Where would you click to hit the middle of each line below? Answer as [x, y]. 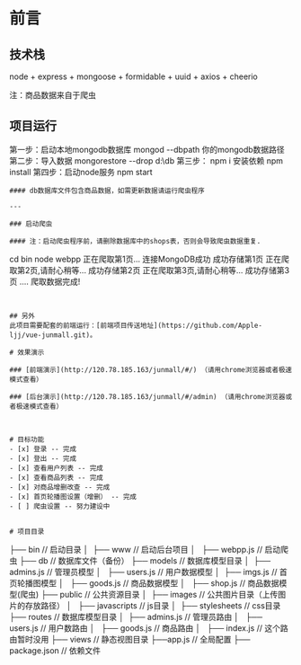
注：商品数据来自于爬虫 [53, 95]
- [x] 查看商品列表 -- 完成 [56, 477]
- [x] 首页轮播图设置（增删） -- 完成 [73, 497]
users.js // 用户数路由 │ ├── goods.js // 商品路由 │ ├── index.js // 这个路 [149, 628]
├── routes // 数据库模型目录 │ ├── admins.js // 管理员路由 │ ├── [136, 616]
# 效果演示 [27, 352]
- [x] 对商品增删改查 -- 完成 [60, 487]
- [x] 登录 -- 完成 [43, 449]
